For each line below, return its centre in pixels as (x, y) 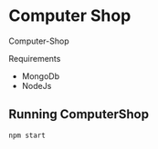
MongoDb (41, 76)
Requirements (35, 58)
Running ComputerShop (79, 114)
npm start (27, 135)
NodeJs (37, 85)
